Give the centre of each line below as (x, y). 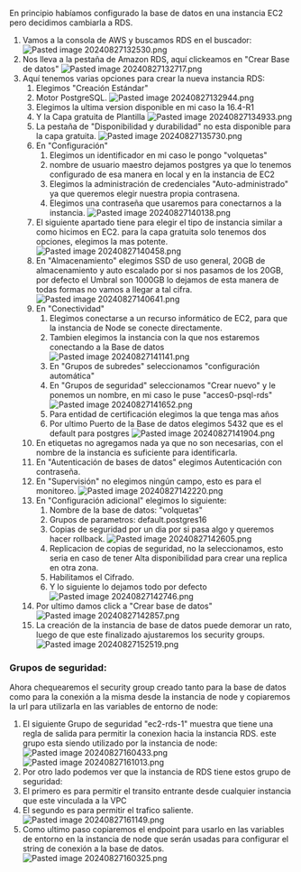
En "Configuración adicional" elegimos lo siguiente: (131, 501)
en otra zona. (74, 567)
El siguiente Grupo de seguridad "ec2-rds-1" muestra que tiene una (147, 724)
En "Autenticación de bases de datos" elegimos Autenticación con (159, 462)
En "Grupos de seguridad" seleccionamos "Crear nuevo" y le (163, 385)
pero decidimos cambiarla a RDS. (71, 23)
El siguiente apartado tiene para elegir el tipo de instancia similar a (159, 222)
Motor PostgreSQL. (72, 97)
